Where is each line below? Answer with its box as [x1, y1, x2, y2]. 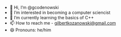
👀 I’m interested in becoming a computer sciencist [9, 10, 111, 15]
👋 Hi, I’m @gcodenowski [9, 5, 59, 10]
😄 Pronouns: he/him [9, 27, 51, 33]
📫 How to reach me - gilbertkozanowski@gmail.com [9, 20, 116, 26]
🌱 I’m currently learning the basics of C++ [9, 15, 94, 20]
